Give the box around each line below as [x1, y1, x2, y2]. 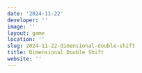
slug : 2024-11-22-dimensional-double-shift [7, 42, 136, 49]
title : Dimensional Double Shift [7, 49, 104, 56]
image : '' [7, 23, 36, 30]
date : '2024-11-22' [7, 10, 64, 17]
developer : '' [7, 17, 49, 24]
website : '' [7, 56, 42, 63]
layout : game [7, 29, 45, 37]
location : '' [7, 36, 45, 43]
